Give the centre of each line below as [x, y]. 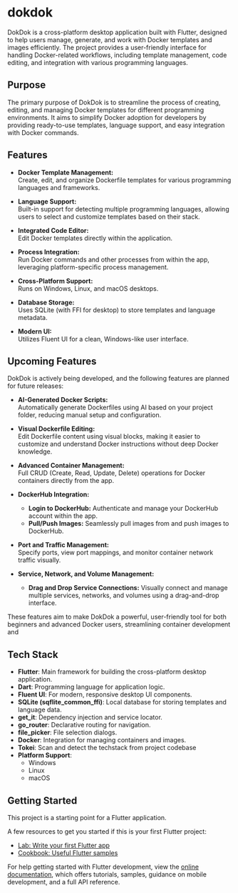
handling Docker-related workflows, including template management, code [117, 55]
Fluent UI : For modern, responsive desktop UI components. [105, 694]
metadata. [32, 317]
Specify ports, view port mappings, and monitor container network [115, 553]
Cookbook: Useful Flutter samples [68, 853]
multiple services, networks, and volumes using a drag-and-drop [124, 595]
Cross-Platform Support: [55, 281]
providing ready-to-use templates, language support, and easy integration [116, 125]
